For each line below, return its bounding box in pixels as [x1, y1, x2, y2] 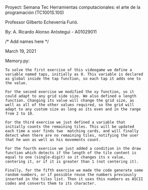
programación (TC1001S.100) [5, 9, 65, 15]
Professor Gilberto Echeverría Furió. [5, 19, 78, 25]
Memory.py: [5, 58, 30, 64]
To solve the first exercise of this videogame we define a [5, 67, 133, 72]
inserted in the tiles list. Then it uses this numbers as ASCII [5, 177, 143, 182]
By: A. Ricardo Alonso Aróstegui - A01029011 [5, 29, 97, 34]
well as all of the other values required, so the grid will [5, 102, 135, 107]
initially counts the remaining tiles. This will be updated [5, 124, 135, 129]
